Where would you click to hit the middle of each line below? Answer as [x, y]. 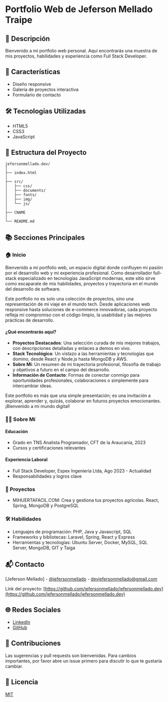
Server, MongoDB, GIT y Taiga [44, 548]
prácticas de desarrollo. [30, 320]
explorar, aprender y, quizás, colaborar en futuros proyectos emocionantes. [83, 401]
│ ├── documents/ [26, 191]
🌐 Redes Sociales [33, 610]
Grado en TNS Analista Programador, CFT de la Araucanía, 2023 [79, 443]
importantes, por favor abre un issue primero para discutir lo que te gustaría [83, 661]
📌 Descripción [28, 39]
